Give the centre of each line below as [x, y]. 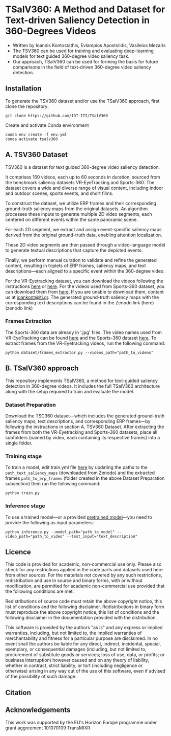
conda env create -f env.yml [36, 135]
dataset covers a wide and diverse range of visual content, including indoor [84, 188]
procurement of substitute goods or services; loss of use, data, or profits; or [85, 655]
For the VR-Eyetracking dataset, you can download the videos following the [84, 281]
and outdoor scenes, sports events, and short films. [59, 193]
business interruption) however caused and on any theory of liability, [77, 660]
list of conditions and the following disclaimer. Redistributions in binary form [85, 607]
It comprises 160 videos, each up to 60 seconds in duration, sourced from [83, 177]
